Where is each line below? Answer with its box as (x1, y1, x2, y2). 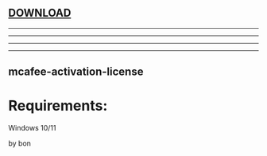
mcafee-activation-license (8, 65, 144, 79)
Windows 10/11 (8, 123, 56, 133)
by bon (8, 138, 32, 148)
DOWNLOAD (8, 6, 72, 20)
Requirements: (8, 97, 108, 115)
